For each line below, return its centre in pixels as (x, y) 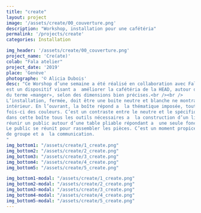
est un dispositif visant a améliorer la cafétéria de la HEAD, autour (99, 90)
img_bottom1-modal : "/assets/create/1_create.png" (71, 178)
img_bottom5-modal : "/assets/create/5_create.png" (71, 201)
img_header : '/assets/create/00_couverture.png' (68, 51)
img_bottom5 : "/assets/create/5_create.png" (63, 168)
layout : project (26, 17)
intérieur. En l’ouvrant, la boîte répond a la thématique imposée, (95, 106)
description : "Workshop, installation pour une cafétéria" (81, 28)
